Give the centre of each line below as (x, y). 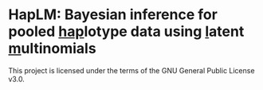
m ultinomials (53, 49)
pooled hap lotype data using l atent (126, 31)
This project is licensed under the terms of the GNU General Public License (131, 70)
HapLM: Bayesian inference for (113, 15)
